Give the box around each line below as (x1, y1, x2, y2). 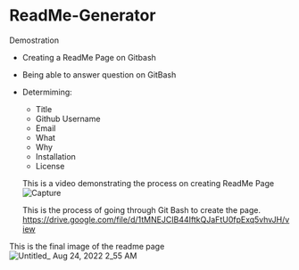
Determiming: (21, 86, 73, 97)
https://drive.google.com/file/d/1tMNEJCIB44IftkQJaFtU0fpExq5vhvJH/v (21, 214, 290, 225)
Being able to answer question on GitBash (21, 69, 177, 80)
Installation (35, 151, 76, 161)
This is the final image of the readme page (9, 241, 165, 251)
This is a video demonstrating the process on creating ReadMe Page (21, 177, 275, 188)
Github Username (35, 113, 101, 124)
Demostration (9, 35, 60, 45)
